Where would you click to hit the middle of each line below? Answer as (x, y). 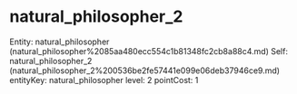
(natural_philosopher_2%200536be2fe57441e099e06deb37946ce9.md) (144, 70)
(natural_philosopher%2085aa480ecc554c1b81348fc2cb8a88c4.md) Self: (149, 51)
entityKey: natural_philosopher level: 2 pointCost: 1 (104, 80)
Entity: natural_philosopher (59, 42)
